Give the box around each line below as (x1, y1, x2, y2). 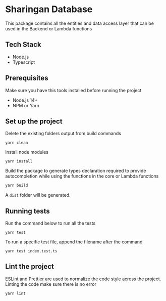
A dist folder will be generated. (5, 192, 71, 198)
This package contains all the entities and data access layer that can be (5, 20, 154, 26)
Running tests (5, 206, 50, 216)
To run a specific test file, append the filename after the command (5, 239, 143, 245)
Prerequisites (5, 74, 48, 82)
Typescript (12, 59, 35, 65)
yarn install (5, 159, 33, 164)
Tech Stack (5, 40, 41, 49)
